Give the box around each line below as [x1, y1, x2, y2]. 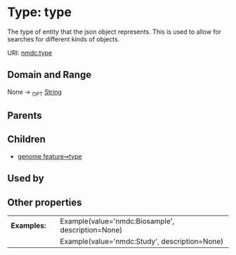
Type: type [7, 4, 72, 20]
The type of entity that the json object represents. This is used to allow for [7, 27, 222, 36]
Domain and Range [7, 69, 92, 81]
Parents [7, 110, 42, 122]
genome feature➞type [17, 152, 82, 160]
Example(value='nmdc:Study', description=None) [60, 236, 224, 246]
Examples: [11, 221, 47, 230]
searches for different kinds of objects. [7, 34, 120, 43]
